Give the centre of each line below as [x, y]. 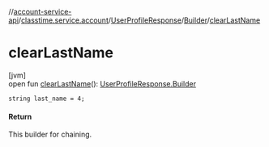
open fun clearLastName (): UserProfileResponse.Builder [102, 83]
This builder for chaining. [50, 134]
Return [20, 116]
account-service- [43, 12]
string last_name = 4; [47, 99]
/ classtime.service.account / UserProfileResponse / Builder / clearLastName [139, 20]
